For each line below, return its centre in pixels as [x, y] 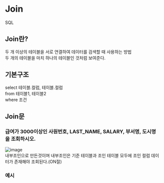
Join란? [17, 39]
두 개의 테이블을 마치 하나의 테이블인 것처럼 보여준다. [55, 58]
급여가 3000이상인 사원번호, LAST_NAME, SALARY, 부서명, [73, 131]
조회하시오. [23, 139]
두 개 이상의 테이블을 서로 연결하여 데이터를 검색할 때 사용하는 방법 [68, 52]
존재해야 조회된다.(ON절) [38, 162]
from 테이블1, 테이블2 [26, 93]
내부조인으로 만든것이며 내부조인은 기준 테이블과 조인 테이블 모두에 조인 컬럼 [78, 156]
